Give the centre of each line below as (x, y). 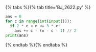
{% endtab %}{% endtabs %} (37, 45)
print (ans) (17, 35)
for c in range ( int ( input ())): (39, 21)
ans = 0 (14, 17)
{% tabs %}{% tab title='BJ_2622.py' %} (48, 7)
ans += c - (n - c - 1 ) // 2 (45, 31)
